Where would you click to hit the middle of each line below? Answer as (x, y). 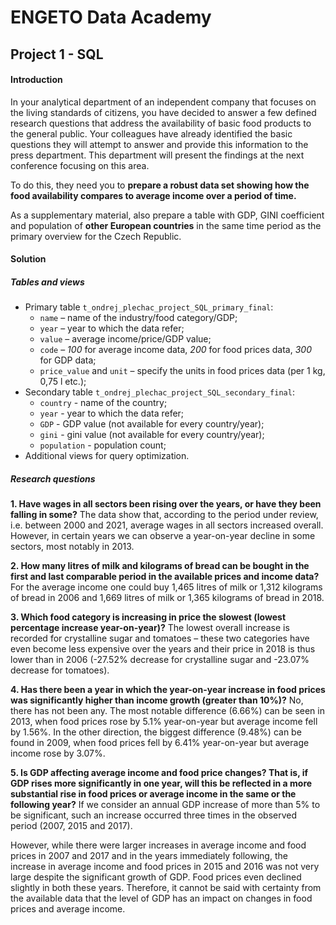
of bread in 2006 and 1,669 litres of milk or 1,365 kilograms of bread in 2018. (167, 598)
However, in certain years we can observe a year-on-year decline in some (163, 536)
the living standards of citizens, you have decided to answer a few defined (163, 112)
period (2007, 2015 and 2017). (71, 826)
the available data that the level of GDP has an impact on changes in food (161, 898)
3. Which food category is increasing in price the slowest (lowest (148, 617)
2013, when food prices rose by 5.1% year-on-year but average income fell (164, 722)
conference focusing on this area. (80, 165)
